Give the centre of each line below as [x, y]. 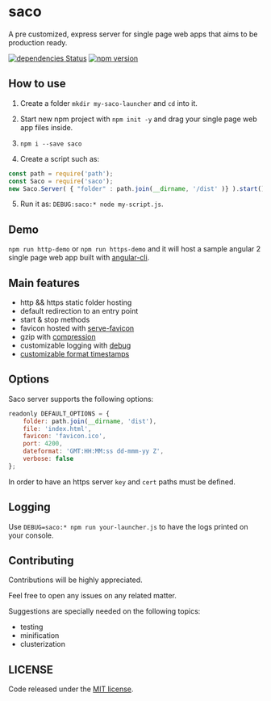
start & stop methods [55, 319]
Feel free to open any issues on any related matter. [93, 596]
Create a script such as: [60, 158]
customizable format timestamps [75, 354]
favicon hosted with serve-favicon [77, 328]
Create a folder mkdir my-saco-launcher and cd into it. [108, 103]
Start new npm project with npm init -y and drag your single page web [138, 119]
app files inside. [46, 127]
